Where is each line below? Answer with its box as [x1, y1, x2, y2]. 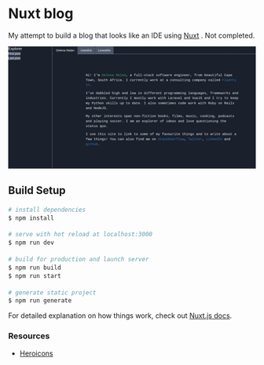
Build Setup [8, 184, 66, 197]
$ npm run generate [8, 297, 72, 305]
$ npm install [8, 214, 55, 222]
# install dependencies [8, 206, 86, 214]
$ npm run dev [8, 239, 55, 247]
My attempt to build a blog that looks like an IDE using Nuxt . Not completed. [8, 31, 255, 40]
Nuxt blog [8, 5, 74, 23]
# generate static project [8, 288, 97, 297]
